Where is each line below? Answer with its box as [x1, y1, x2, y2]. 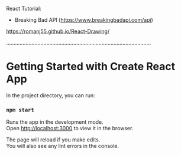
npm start [6, 106, 34, 113]
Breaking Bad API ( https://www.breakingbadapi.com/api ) [14, 17, 154, 23]
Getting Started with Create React [6, 60, 176, 73]
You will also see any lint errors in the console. [6, 143, 119, 150]
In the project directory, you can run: [6, 91, 95, 99]
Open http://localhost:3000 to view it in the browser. [6, 125, 134, 132]
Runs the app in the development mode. [6, 118, 104, 126]
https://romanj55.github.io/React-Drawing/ [6, 28, 110, 35]
